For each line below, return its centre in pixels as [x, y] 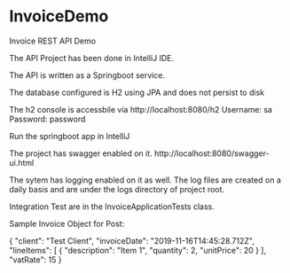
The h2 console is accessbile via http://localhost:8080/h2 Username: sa [141, 109]
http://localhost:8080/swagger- [212, 153]
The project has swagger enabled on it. [81, 153]
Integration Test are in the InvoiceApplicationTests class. [112, 207]
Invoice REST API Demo [52, 41]
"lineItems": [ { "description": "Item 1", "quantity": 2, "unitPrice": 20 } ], [138, 250]
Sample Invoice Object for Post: [67, 223]
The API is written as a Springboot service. [87, 75]
